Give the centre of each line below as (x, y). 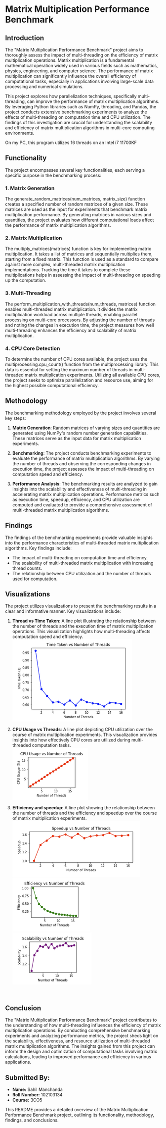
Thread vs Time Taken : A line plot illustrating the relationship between (84, 621)
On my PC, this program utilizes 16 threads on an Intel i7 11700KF (71, 143)
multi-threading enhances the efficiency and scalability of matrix (71, 330)
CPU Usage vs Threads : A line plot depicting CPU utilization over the (83, 730)
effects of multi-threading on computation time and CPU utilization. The (78, 117)
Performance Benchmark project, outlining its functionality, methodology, (80, 1115)
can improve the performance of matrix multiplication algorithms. (93, 101)
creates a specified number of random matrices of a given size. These (77, 204)
